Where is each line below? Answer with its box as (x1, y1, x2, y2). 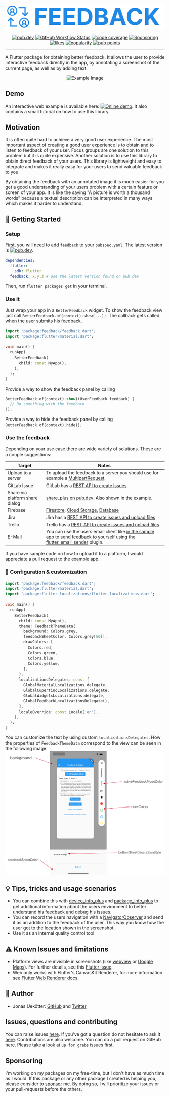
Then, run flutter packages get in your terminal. (5, 283, 107, 289)
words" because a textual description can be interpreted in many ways (5, 195, 153, 201)
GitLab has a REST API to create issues (46, 482, 127, 489)
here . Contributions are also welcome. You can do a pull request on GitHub (5, 1037, 161, 1043)
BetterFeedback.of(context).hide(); (5, 423, 82, 428)
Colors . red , (27, 645, 53, 650)
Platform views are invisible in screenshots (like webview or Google (12, 958, 153, 964)
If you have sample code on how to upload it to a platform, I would (5, 551, 143, 557)
